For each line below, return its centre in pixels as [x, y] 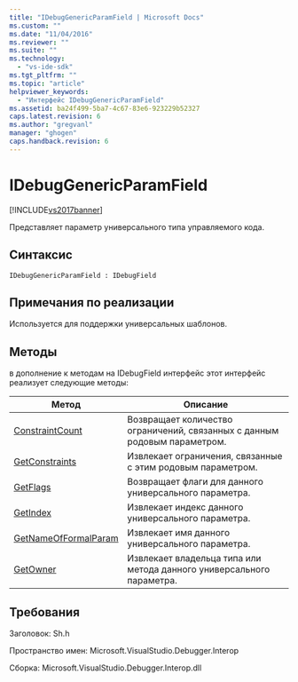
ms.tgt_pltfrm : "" [43, 75]
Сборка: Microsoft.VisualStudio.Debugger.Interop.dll [106, 668]
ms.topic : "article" [47, 83]
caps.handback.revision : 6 [59, 141]
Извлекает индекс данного [185, 507]
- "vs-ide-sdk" [45, 67]
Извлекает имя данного [179, 533]
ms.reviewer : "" [39, 42]
